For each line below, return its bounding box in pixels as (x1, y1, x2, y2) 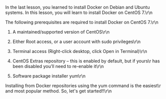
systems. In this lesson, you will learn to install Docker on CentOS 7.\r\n (5, 9, 153, 15)
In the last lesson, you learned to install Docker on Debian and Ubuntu (5, 4, 150, 10)
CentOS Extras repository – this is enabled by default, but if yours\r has (12, 58, 160, 64)
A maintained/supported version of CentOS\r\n (12, 29, 110, 34)
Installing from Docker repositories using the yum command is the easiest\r (5, 82, 161, 88)
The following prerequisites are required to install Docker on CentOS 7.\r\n (5, 19, 158, 25)
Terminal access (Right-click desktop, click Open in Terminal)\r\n (12, 48, 147, 54)
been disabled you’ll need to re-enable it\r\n (12, 63, 104, 69)
